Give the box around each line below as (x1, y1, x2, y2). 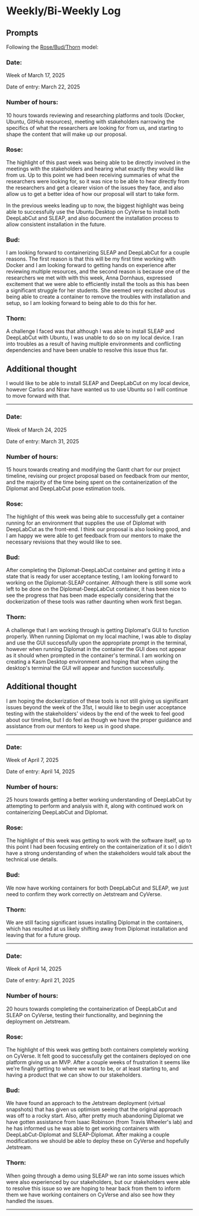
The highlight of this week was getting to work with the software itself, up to (6, 837, 191, 844)
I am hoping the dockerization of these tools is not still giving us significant (6, 697, 188, 704)
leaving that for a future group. (6, 932, 81, 939)
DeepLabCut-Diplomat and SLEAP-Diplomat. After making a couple (6, 1131, 170, 1138)
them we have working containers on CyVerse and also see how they (6, 1191, 175, 1198)
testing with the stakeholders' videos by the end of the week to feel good (6, 710, 185, 717)
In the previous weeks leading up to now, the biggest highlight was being (6, 202, 184, 209)
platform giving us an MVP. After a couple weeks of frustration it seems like (6, 1058, 191, 1066)
